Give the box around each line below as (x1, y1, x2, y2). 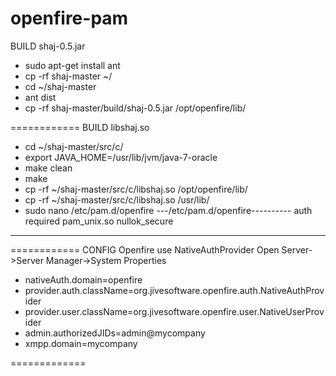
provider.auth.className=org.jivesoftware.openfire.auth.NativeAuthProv (24, 284, 325, 296)
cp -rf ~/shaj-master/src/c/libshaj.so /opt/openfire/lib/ (24, 183, 248, 195)
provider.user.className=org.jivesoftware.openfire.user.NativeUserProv (24, 305, 325, 317)
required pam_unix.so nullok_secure (24, 215, 174, 227)
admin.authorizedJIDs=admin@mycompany (24, 327, 206, 339)
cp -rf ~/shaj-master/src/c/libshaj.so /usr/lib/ (24, 193, 210, 206)
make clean (24, 162, 73, 174)
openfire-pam (10, 7, 129, 30)
